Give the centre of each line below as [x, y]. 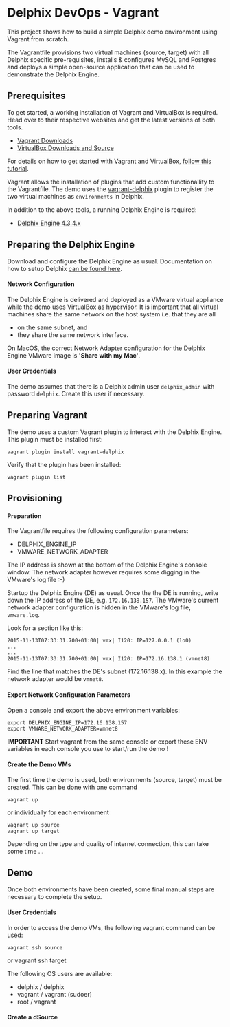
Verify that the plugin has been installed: [64, 464]
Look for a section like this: [45, 628]
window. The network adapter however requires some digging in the [104, 572]
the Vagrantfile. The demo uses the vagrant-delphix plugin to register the [110, 189]
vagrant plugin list [37, 477]
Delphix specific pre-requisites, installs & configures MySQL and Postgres [112, 59]
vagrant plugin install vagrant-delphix [66, 452]
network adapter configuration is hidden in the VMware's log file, [99, 607]
